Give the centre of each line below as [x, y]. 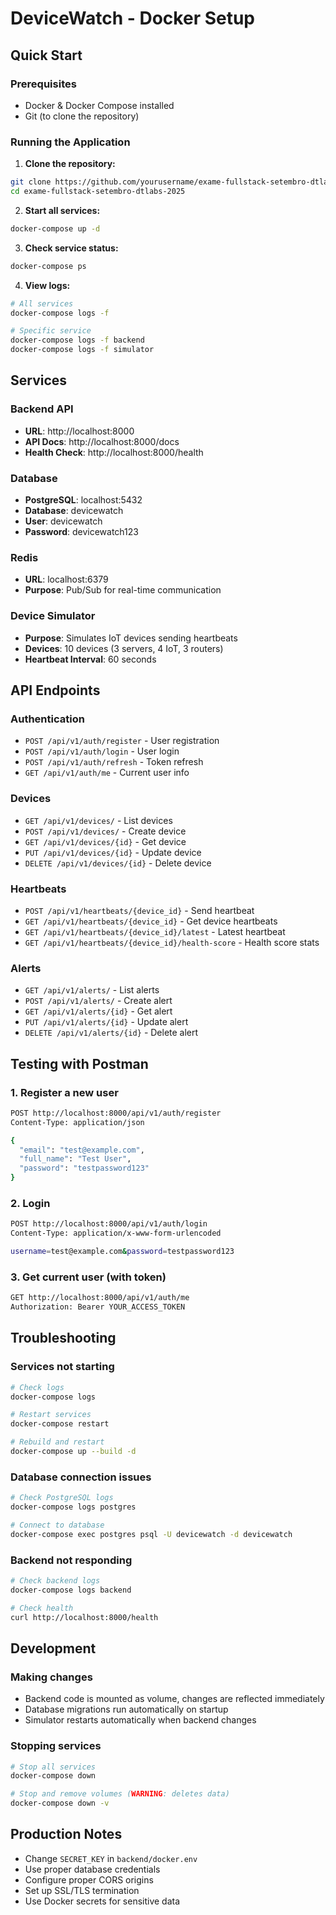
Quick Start [46, 55]
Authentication [47, 719]
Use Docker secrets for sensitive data [102, 1901]
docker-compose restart [60, 1424]
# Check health [42, 1608]
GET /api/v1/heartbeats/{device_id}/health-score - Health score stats [172, 942]
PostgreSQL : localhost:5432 [83, 500]
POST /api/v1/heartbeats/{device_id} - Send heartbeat [139, 910]
